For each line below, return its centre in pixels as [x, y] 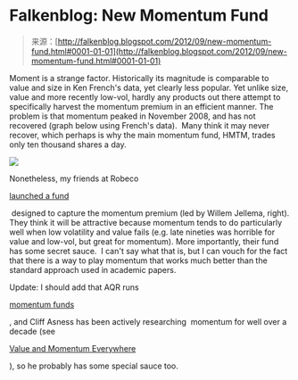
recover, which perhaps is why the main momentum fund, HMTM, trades [143, 135]
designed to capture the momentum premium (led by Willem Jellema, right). [150, 213]
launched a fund [39, 195]
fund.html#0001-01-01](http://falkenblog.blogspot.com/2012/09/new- [159, 51]
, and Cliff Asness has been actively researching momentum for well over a [148, 321]
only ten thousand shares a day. [68, 145]
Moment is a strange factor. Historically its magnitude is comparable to [139, 78]
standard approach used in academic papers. [93, 269]
